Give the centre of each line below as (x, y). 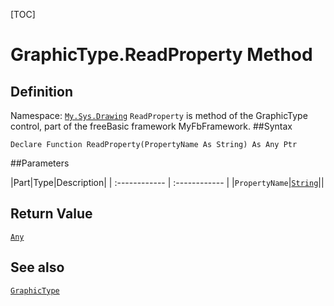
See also (37, 267)
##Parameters (40, 163)
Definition (41, 91)
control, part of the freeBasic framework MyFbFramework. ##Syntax (151, 126)
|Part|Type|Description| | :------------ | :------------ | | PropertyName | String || (167, 182)
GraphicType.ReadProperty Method (161, 55)
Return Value (51, 214)
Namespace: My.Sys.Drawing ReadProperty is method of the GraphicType (159, 115)
